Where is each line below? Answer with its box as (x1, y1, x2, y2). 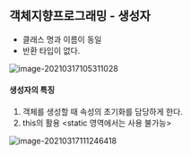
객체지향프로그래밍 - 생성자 (9, 8, 151, 24)
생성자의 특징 (9, 84, 56, 96)
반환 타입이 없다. (22, 45, 81, 56)
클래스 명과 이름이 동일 (22, 34, 102, 45)
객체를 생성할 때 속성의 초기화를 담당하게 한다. (22, 107, 184, 117)
